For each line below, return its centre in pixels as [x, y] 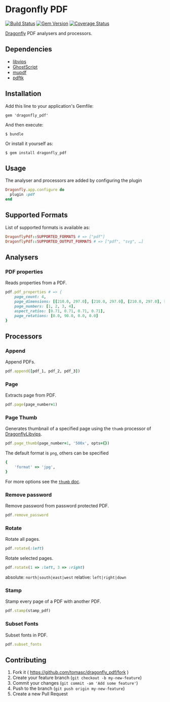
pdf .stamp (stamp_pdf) [28, 611]
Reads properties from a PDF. [36, 283]
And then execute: [24, 125]
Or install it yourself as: [29, 143]
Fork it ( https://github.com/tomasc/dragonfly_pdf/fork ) [71, 673]
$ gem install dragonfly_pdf [36, 153]
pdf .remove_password [27, 515]
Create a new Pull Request [40, 694]
